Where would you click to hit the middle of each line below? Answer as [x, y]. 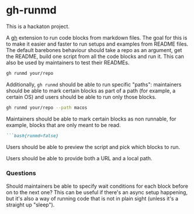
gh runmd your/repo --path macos [47, 108]
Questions [21, 173]
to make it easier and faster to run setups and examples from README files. [97, 44]
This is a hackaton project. [38, 26]
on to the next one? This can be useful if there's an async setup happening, [97, 192]
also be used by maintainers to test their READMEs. [68, 63]
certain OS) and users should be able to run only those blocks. [81, 96]
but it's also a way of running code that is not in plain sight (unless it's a [92, 198]
